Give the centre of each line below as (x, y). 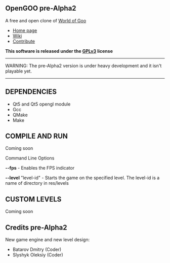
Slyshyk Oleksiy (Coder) (38, 255)
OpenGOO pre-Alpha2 (41, 8)
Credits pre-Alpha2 (36, 227)
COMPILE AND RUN (37, 136)
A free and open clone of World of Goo (46, 20)
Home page (25, 30)
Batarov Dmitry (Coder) (37, 250)
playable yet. (18, 71)
